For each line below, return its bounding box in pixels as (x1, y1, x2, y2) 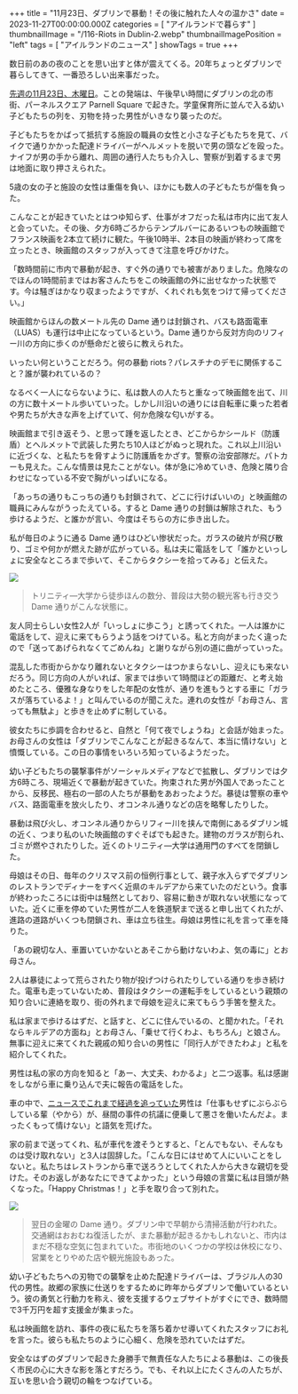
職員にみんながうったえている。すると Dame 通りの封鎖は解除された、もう (9, 503, 284, 513)
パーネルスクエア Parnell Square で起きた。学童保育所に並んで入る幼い (24, 100, 285, 109)
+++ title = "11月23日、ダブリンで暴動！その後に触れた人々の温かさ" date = (9, 8, 286, 18)
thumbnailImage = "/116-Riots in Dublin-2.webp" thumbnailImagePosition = (9, 29, 282, 39)
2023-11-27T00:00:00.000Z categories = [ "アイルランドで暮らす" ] (9, 19, 256, 29)
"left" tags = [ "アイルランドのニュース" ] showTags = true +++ (9, 39, 239, 50)
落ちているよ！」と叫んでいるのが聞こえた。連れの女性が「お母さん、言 (24, 695, 289, 705)
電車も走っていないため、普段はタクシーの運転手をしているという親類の (24, 985, 288, 996)
